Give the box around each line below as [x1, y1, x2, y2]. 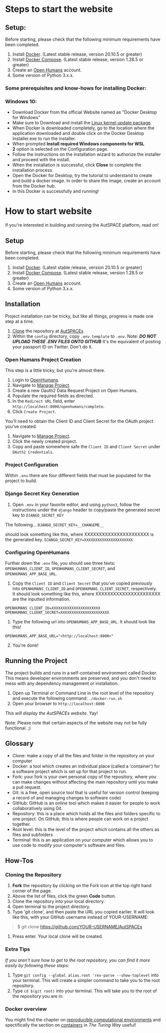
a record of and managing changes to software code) [12, 794, 121, 800]
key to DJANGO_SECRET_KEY [12, 512, 64, 518]
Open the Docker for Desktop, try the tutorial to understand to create [12, 173, 152, 179]
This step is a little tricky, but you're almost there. [5, 367, 105, 373]
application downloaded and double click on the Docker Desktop [12, 130, 144, 136]
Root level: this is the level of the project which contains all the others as [12, 826, 160, 832]
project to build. [5, 478, 38, 484]
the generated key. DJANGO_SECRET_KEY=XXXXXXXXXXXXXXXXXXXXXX [5, 537, 133, 543]
